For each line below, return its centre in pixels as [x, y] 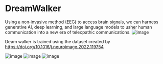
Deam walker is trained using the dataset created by [58, 41]
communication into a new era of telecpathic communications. [68, 32]
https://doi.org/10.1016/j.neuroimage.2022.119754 [54, 47]
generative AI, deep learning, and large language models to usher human [79, 27]
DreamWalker [33, 8]
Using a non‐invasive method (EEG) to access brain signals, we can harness [82, 22]
